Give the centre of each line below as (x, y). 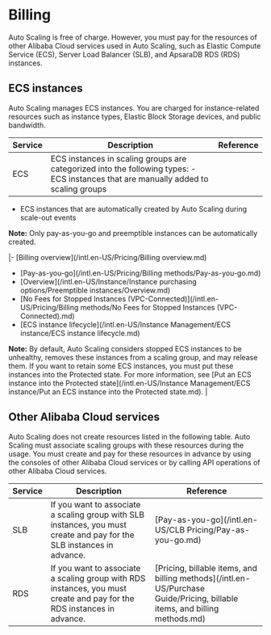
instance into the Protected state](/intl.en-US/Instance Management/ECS (129, 383)
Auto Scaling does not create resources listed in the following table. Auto (129, 436)
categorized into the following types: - (123, 169)
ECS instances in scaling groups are (119, 158)
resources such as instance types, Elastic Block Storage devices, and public (135, 116)
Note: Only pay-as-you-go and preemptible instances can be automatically (133, 233)
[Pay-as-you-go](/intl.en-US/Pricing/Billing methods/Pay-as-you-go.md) (140, 273)
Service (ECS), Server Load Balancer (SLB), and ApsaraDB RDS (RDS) (124, 54)
